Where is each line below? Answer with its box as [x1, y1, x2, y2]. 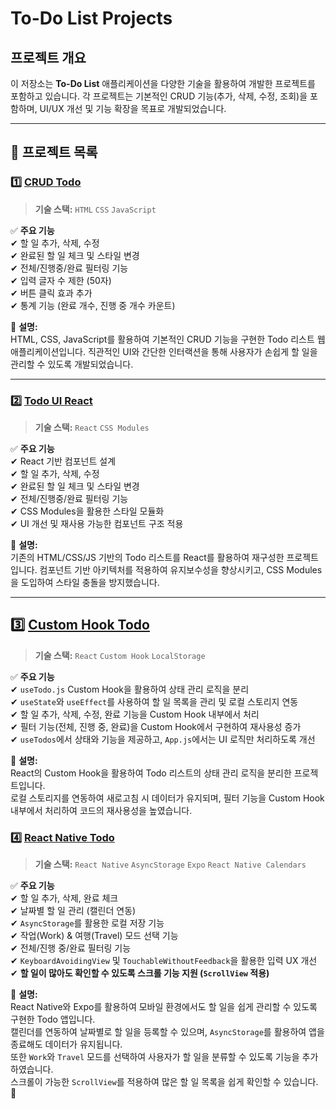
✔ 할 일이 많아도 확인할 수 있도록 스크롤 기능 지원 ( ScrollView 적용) [10, 967, 270, 979]
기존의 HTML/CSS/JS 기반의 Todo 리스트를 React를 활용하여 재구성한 [10, 551, 285, 563]
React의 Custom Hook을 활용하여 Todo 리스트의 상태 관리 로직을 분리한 [10, 767, 292, 779]
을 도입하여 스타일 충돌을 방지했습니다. [10, 576, 160, 588]
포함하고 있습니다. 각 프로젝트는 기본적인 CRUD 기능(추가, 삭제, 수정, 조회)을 [10, 90, 308, 102]
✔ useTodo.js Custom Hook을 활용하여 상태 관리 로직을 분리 [10, 683, 250, 695]
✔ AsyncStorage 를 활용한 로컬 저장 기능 [10, 917, 165, 929]
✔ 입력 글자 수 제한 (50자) [10, 274, 112, 286]
